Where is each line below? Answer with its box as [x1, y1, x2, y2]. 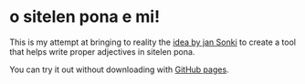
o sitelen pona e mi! [9, 6, 161, 27]
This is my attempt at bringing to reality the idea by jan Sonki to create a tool [9, 37, 297, 47]
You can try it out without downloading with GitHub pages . [9, 64, 230, 75]
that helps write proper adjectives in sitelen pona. [9, 46, 195, 57]
